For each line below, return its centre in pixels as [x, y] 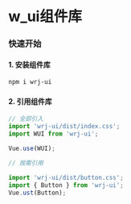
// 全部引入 [26, 119]
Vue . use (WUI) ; [32, 149]
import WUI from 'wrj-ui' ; [53, 134]
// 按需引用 [26, 163]
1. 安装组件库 [29, 65]
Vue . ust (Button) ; [37, 193]
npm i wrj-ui [30, 82]
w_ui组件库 [45, 17]
